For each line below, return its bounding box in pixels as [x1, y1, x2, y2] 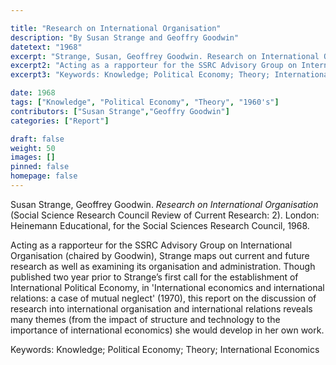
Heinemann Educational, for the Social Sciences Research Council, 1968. [10, 219, 310, 231]
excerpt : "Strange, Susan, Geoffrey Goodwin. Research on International [10, 51, 320, 61]
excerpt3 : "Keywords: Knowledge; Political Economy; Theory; [10, 70, 271, 80]
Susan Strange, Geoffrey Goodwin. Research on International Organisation [10, 198, 319, 210]
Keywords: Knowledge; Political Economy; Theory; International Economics [10, 343, 320, 355]
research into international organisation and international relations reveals [10, 302, 313, 315]
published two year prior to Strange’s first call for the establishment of [10, 271, 299, 283]
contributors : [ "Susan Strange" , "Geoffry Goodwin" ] [10, 106, 230, 116]
